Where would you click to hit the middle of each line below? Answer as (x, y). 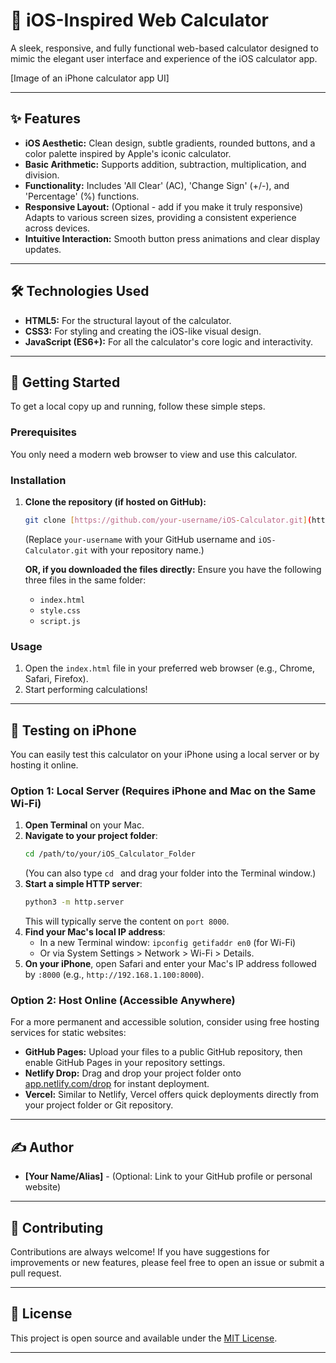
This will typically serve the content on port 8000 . (127, 921)
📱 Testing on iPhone (73, 730)
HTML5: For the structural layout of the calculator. (128, 320)
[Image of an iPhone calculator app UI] (90, 78)
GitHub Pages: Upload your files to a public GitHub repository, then (163, 1052)
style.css (60, 610)
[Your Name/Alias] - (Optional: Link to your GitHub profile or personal (168, 1176)
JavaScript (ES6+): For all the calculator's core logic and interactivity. (168, 341)
